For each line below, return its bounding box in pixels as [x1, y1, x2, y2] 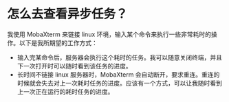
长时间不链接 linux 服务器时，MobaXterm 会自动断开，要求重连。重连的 [17, 70, 220, 79]
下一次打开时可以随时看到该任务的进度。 [17, 62, 132, 70]
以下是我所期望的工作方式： [19, 38, 98, 47]
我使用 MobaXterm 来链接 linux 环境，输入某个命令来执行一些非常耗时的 [7, 30, 212, 38]
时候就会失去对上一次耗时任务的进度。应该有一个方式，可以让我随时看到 [17, 79, 222, 87]
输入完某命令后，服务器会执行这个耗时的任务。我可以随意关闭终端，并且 [17, 53, 222, 62]
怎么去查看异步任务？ [7, 6, 129, 22]
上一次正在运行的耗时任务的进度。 [17, 87, 114, 96]
